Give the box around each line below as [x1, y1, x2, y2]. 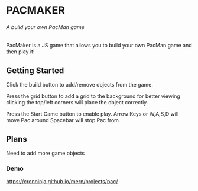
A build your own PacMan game [6, 23, 85, 30]
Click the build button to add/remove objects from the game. [6, 81, 154, 88]
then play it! [6, 48, 35, 55]
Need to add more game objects [6, 149, 85, 157]
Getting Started [6, 65, 64, 75]
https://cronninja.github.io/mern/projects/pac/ [6, 178, 118, 185]
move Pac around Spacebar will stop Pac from [6, 117, 119, 124]
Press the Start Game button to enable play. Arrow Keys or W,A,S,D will [6, 110, 179, 117]
